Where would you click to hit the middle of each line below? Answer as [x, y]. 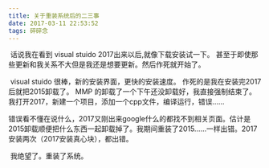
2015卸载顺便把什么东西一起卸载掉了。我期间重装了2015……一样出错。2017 [133, 129]
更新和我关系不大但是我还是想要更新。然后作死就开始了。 [110, 64]
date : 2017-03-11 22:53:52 [53, 23]
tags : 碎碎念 [28, 31]
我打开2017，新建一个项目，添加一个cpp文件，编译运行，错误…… [116, 102]
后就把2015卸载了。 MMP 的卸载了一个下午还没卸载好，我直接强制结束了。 [132, 92]
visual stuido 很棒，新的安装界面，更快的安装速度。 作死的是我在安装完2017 [136, 82]
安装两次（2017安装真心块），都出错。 [71, 139]
